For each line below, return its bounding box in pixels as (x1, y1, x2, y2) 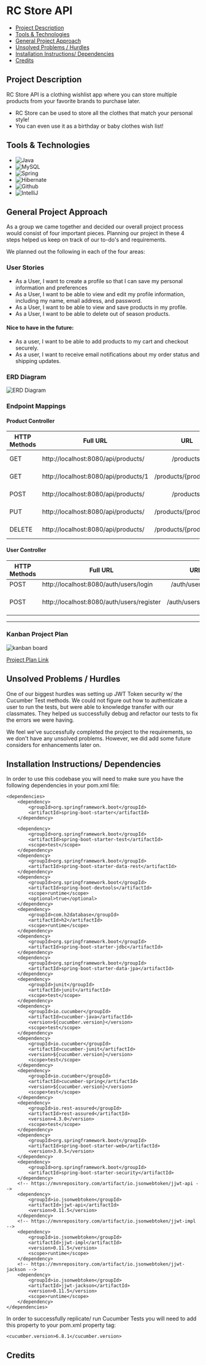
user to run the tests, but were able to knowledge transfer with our (6, 703, 174, 710)
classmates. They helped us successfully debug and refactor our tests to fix (6, 710, 198, 717)
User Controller (6, 546, 47, 553)
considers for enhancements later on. (6, 741, 101, 748)
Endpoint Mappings (6, 402, 66, 410)
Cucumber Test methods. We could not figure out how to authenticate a (6, 697, 188, 704)
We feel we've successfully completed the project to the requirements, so (6, 728, 193, 735)
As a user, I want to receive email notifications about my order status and (15, 351, 200, 358)
